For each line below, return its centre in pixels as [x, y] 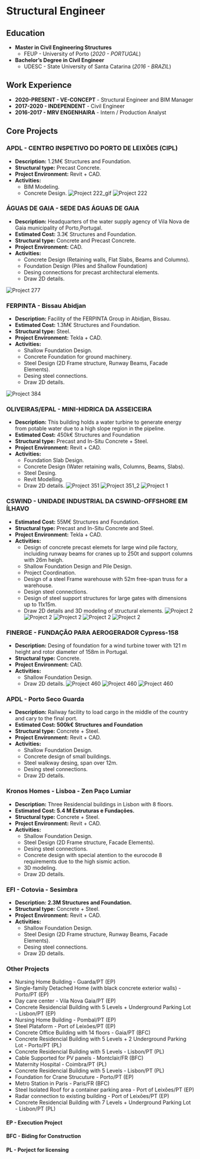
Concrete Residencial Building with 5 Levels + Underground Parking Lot [103, 1007]
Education [26, 33]
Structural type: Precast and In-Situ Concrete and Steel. [84, 528]
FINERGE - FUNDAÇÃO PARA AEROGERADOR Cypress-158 [93, 632]
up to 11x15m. [40, 604]
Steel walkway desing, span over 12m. [71, 763]
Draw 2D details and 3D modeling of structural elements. [94, 610]
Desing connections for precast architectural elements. [91, 272]
